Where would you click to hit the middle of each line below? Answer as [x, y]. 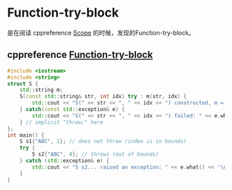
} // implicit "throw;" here [61, 122]
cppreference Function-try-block [80, 55]
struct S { [23, 84]
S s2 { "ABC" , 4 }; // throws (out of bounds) [95, 154]
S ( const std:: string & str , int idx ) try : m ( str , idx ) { [103, 97]
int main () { [26, 135]
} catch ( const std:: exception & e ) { [72, 109]
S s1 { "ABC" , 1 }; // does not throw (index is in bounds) [103, 142]
